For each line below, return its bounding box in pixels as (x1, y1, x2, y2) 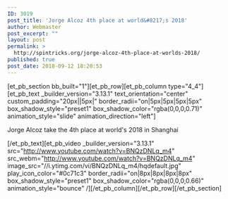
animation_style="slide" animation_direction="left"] (7, 112, 157, 120)
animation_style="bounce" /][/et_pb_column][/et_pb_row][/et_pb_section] (7, 184, 222, 192)
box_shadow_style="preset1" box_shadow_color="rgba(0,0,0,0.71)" (7, 104, 203, 113)
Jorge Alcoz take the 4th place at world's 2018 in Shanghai (7, 125, 179, 134)
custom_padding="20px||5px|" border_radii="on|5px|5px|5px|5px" (7, 96, 203, 105)
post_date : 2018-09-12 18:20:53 (7, 63, 102, 70)
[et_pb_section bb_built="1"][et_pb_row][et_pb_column (7, 82, 167, 90)
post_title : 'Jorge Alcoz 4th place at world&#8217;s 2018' (7, 17, 188, 24)
